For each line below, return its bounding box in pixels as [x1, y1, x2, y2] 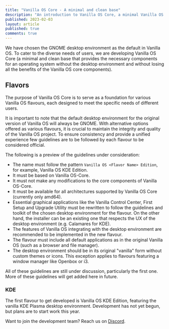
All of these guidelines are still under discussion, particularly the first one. [5, 268, 158, 274]
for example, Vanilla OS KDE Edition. [12, 167, 88, 173]
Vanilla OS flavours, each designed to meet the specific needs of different [5, 100, 159, 106]
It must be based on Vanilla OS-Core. [12, 172, 90, 178]
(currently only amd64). [12, 193, 62, 200]
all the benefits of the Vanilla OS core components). [5, 66, 112, 72]
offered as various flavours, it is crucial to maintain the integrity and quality [5, 126, 160, 132]
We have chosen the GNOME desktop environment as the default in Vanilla [5, 45, 160, 51]
